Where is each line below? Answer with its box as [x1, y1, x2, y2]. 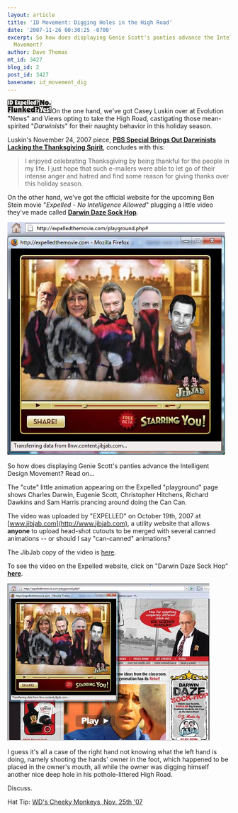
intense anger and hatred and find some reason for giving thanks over [24, 171, 229, 180]
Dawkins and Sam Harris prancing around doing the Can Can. [7, 498, 187, 506]
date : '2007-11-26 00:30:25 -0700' [7, 26, 113, 33]
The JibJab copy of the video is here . [7, 547, 117, 556]
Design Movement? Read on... [7, 469, 95, 477]
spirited [7, 121, 30, 130]
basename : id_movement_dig [7, 79, 87, 86]
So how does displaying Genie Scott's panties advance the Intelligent [7, 461, 210, 470]
